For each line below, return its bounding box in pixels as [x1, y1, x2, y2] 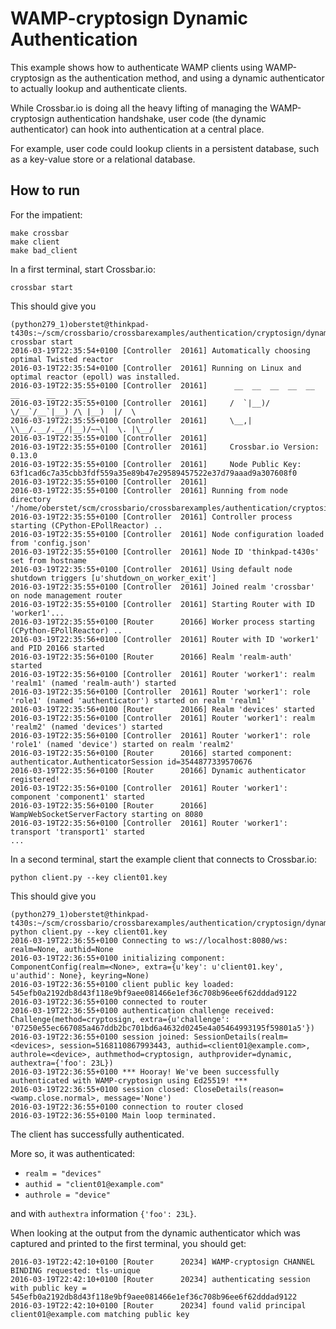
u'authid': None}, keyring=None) [10, 970, 150, 981]
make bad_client [10, 245, 78, 256]
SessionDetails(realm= [193, 1032, 288, 1042]
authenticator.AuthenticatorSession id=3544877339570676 [10, 757, 253, 767]
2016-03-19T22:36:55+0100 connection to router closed [10, 1102, 244, 1112]
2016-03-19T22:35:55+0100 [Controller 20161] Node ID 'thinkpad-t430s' [10, 547, 320, 557]
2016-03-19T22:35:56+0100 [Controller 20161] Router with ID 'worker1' [10, 634, 320, 644]
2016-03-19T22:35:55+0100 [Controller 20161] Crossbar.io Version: [10, 442, 320, 452]
